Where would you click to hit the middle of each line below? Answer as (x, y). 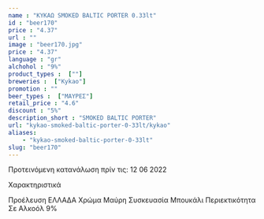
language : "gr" (35, 60)
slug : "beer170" (35, 147)
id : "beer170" (33, 23)
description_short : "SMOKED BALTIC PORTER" (82, 118)
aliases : (22, 132)
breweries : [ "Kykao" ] (47, 81)
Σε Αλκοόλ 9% (33, 209)
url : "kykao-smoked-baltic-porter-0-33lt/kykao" (89, 125)
